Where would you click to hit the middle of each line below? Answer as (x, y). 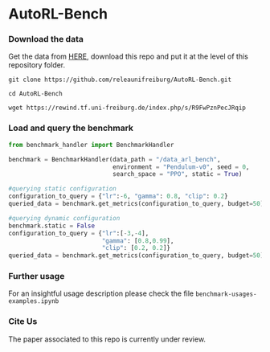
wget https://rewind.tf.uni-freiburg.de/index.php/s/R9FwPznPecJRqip (127, 108)
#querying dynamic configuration (64, 218)
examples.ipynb (34, 301)
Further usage (37, 276)
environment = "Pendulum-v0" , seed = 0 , (181, 167)
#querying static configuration (62, 189)
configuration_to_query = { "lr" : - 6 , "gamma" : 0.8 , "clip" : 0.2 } (118, 196)
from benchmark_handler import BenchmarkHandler (91, 145)
